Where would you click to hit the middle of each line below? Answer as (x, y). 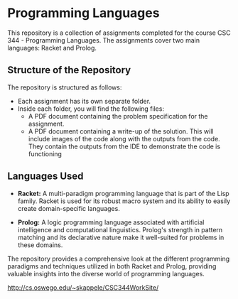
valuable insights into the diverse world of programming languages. (106, 273)
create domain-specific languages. (69, 208)
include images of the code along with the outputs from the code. (124, 138)
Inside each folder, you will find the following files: (91, 109)
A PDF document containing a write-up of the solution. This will (121, 131)
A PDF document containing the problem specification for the (118, 116)
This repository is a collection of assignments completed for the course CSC (119, 33)
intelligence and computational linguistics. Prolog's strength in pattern (120, 229)
